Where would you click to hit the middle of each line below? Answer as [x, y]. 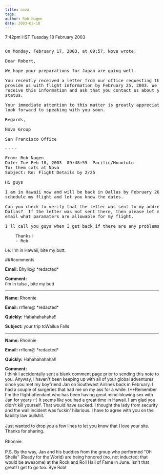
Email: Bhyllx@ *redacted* [32, 269]
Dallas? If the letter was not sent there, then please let [80, 212]
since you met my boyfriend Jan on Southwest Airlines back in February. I [79, 385]
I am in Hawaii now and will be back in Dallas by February [79, 192]
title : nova [17, 10]
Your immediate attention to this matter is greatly [70, 105]
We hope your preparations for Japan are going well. [71, 71]
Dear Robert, [21, 61]
